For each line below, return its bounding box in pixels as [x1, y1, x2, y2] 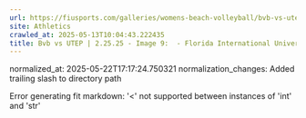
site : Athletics [9, 22, 71, 31]
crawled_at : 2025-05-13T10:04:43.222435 [9, 30, 166, 39]
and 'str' [9, 101, 41, 112]
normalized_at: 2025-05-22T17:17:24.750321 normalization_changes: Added [9, 64, 295, 74]
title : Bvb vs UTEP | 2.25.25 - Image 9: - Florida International [9, 38, 271, 48]
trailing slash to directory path [9, 74, 122, 84]
